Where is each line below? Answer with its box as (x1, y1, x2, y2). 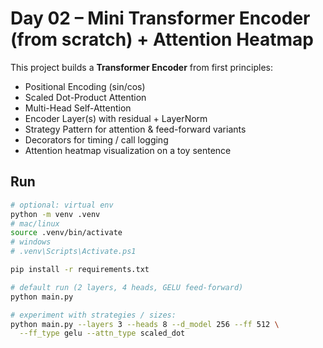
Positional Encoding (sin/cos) (24, 80, 146, 92)
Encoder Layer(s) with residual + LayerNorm (24, 112, 208, 124)
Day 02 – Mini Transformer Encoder (10, 7, 311, 30)
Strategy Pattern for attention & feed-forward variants (24, 123, 247, 135)
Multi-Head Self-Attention (24, 102, 132, 114)
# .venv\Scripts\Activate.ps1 (10, 247, 137, 257)
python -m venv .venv (10, 209, 101, 219)
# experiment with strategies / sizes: (10, 310, 177, 320)
